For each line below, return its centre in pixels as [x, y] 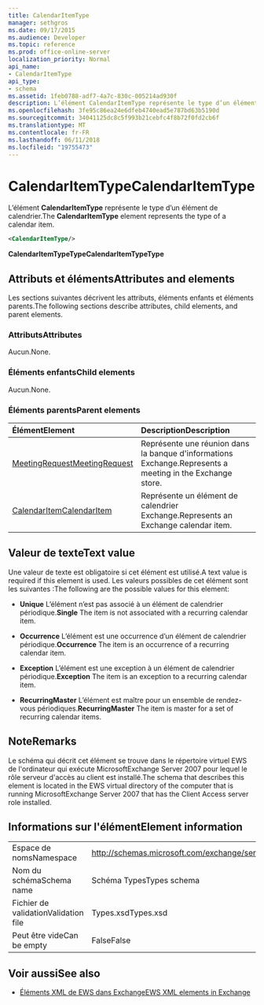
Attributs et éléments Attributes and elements [121, 279]
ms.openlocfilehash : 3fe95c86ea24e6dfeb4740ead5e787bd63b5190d [114, 111]
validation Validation [48, 913]
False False [111, 940]
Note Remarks [42, 742]
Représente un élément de [189, 495]
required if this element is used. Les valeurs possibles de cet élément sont [128, 580]
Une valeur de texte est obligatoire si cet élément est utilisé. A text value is [128, 572]
